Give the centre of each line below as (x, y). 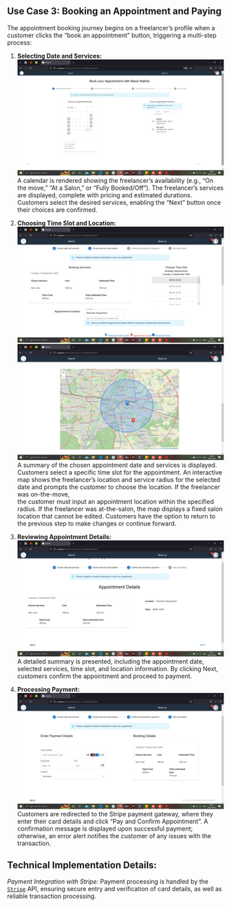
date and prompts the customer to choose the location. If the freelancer (119, 487)
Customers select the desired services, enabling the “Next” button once (119, 202)
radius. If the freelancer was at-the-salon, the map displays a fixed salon (120, 509)
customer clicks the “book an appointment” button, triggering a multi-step (112, 35)
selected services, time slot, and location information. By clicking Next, (118, 669)
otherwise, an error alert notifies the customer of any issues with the (114, 836)
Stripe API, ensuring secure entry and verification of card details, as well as (114, 889)
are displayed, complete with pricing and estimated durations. (104, 195)
